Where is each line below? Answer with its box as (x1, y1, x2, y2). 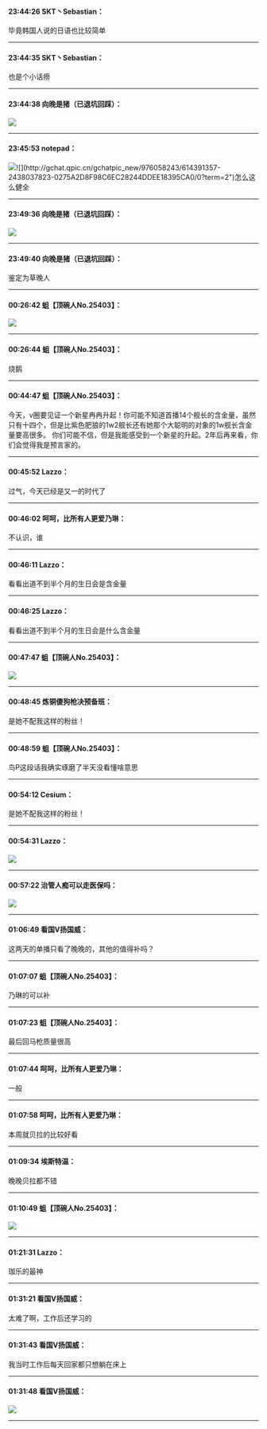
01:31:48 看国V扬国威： (8, 1387, 87, 1396)
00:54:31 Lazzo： (8, 836, 68, 846)
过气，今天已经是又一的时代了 (8, 486, 106, 496)
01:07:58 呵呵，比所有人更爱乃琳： (8, 1111, 123, 1120)
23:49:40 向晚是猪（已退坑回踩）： (8, 254, 122, 264)
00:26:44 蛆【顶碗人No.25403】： (8, 345, 122, 354)
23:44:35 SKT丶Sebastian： (8, 53, 104, 62)
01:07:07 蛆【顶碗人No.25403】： (8, 971, 119, 981)
